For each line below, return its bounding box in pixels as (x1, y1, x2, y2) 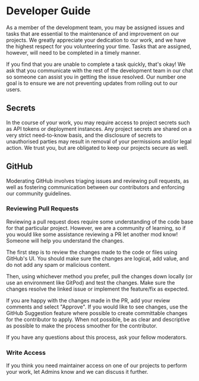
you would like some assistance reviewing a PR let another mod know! (6, 231, 178, 238)
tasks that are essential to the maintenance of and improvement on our (6, 30, 179, 37)
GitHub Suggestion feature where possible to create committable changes (6, 309, 188, 316)
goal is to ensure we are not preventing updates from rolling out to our (6, 79, 178, 87)
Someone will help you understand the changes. (6, 237, 125, 244)
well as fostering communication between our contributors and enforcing (6, 183, 185, 191)
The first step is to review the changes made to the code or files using (6, 248, 178, 256)
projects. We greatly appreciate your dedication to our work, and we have (6, 36, 186, 43)
